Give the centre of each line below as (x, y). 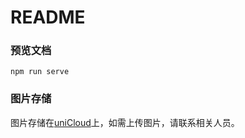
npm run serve (40, 72)
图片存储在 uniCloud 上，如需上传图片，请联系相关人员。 (125, 122)
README (48, 17)
